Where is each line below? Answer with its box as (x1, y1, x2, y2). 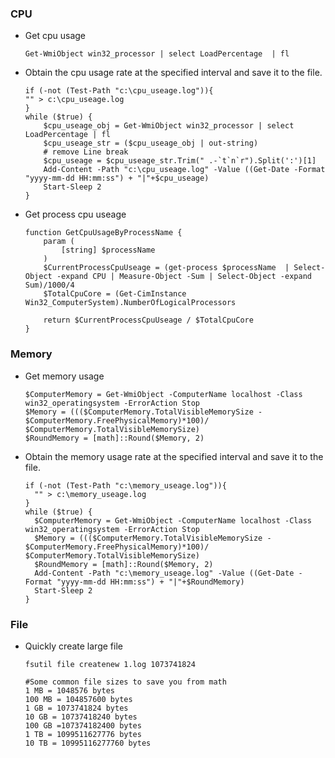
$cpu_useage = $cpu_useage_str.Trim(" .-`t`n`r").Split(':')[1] (43, 156, 317, 166)
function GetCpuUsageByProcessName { (24, 228, 183, 238)
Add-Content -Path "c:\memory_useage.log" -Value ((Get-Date (34, 568, 295, 578)
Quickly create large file (24, 640, 123, 652)
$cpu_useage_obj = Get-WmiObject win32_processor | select (43, 121, 295, 131)
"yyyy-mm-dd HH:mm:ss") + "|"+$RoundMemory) (56, 577, 245, 587)
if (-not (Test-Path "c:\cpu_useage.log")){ (24, 86, 214, 96)
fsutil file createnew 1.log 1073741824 (24, 659, 196, 669)
